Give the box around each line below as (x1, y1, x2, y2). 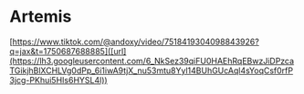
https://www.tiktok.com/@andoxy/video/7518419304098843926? (12, 36, 260, 47)
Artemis (9, 6, 72, 27)
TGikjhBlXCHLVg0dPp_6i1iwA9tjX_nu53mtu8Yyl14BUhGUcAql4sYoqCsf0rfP (9, 65, 294, 76)
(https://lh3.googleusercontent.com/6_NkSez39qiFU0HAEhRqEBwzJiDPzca (9, 55, 295, 66)
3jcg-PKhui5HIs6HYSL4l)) (9, 74, 108, 85)
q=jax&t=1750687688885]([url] (9, 45, 127, 56)
